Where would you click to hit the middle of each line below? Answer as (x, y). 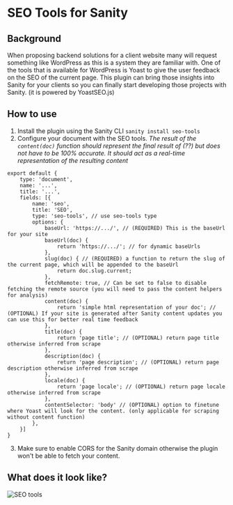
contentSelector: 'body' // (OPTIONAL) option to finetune (131, 405)
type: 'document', (46, 179)
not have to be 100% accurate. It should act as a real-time (101, 153)
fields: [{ (35, 197)
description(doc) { (72, 356)
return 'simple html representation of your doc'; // (136, 307)
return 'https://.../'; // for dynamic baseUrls (128, 246)
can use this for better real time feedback (73, 319)
